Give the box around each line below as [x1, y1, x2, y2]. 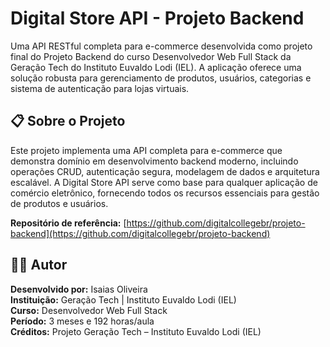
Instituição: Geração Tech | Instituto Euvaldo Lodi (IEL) [10, 293, 237, 306]
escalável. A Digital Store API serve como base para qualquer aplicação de [10, 176, 318, 188]
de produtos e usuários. [10, 197, 109, 209]
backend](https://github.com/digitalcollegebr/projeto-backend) [10, 227, 271, 239]
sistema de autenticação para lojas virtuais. [10, 82, 190, 94]
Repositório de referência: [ [10, 217, 127, 229]
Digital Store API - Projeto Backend [10, 7, 305, 30]
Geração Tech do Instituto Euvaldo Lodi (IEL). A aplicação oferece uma [10, 61, 302, 73]
